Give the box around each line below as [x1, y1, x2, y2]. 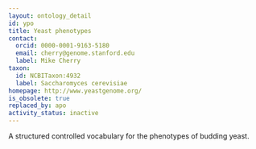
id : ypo [8, 19, 35, 27]
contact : [8, 34, 38, 43]
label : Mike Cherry [15, 57, 81, 65]
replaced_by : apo [8, 101, 67, 110]
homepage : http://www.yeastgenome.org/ [8, 86, 142, 95]
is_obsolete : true [8, 94, 70, 102]
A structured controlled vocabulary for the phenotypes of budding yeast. [8, 131, 250, 141]
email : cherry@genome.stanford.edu [15, 49, 135, 57]
